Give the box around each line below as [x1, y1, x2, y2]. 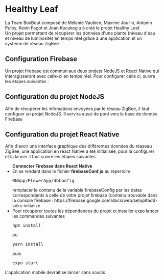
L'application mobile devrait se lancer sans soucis [5, 269, 105, 276]
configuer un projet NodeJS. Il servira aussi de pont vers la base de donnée [5, 111, 158, 116]
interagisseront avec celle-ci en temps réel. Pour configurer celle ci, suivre [5, 73, 156, 79]
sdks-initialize [12, 203, 41, 209]
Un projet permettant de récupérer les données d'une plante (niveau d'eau [5, 30, 156, 36]
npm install [12, 223, 41, 228]
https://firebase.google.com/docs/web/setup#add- [54, 197, 158, 203]
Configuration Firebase [5, 55, 77, 63]
